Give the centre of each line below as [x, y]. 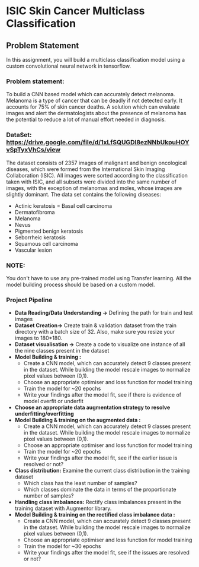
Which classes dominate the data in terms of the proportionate [100, 490]
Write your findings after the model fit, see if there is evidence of [102, 395]
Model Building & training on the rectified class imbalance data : [95, 515]
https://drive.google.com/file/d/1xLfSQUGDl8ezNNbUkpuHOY [98, 142]
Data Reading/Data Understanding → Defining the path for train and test [104, 313]
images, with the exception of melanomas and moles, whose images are [94, 188]
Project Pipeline [29, 300]
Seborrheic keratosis [40, 237]
